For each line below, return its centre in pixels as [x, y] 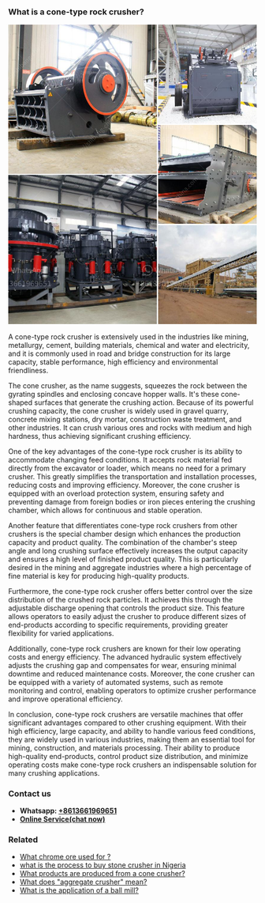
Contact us [30, 793]
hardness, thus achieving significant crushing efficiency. [100, 436]
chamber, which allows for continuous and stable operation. [105, 510]
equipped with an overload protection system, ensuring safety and [116, 493]
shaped [21, 402]
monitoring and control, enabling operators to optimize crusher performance [132, 690]
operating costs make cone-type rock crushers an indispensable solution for [132, 765]
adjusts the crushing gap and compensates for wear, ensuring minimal [122, 665]
